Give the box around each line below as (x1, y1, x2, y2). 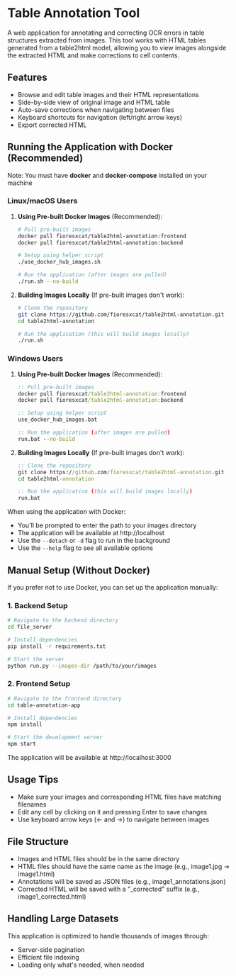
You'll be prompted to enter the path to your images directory (17, 521, 197, 529)
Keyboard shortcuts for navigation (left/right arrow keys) (17, 113, 183, 121)
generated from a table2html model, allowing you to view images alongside (7, 43, 227, 52)
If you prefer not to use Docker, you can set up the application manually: (7, 583, 218, 591)
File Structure (7, 836, 69, 848)
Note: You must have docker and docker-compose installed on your (7, 171, 208, 179)
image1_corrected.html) (17, 892, 86, 901)
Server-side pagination (17, 945, 85, 954)
